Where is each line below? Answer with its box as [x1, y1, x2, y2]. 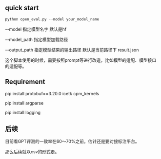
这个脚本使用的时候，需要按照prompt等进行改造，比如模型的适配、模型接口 [5, 57, 157, 63]
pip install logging [5, 109, 40, 115]
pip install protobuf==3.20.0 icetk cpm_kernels [5, 90, 99, 96]
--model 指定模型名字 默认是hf [5, 26, 67, 32]
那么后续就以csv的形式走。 [5, 149, 60, 155]
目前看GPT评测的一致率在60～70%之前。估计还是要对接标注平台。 [5, 139, 140, 144]
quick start [5, 4, 39, 12]
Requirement [5, 78, 45, 86]
